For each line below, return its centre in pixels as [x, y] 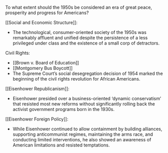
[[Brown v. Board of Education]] [46, 63]
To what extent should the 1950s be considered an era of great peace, [79, 7]
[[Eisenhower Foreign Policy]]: [37, 119]
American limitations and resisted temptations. [61, 145]
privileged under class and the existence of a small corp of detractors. [86, 43]
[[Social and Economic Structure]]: [41, 23]
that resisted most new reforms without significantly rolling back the [84, 104]
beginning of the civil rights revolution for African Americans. [76, 79]
